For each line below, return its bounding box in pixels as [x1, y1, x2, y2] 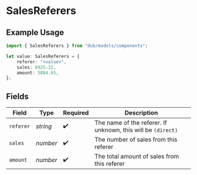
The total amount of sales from [94, 152, 179, 160]
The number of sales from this [94, 136, 178, 144]
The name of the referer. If [94, 119, 167, 127]
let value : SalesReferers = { [6, 53, 80, 59]
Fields [6, 91, 29, 101]
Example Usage [6, 28, 64, 37]
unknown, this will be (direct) [94, 126, 178, 134]
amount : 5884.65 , [16, 70, 59, 76]
